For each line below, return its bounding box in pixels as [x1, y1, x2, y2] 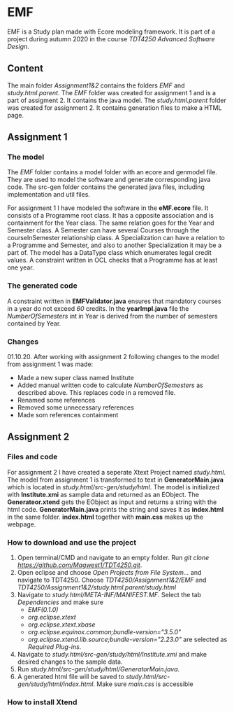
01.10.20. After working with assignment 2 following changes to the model [7, 353, 219, 361]
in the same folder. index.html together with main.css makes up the [7, 512, 204, 521]
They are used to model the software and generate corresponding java [7, 176, 211, 184]
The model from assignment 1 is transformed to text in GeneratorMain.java [7, 475, 224, 484]
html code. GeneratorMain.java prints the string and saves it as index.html [7, 505, 224, 513]
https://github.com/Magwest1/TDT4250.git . [17, 561, 142, 569]
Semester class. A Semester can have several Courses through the [7, 226, 200, 235]
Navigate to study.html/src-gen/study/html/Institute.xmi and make [17, 650, 207, 659]
